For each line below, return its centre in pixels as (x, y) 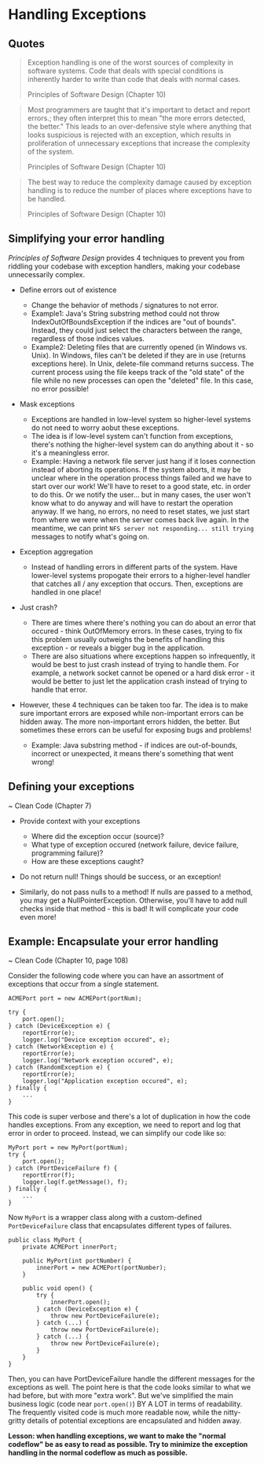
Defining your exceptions (71, 786)
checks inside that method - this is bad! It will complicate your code (129, 908)
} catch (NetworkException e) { (61, 1047)
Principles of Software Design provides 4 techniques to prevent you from (126, 258)
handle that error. (59, 689)
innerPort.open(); (80, 1302)
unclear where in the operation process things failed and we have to (141, 477)
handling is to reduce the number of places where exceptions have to (139, 190)
